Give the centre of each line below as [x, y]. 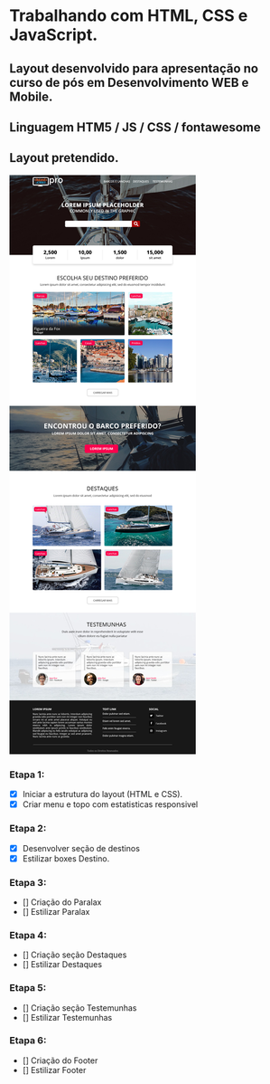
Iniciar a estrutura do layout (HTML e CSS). [102, 794]
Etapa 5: [28, 988]
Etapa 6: [28, 1041]
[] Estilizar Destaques [62, 965]
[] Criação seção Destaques [74, 955]
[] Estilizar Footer [54, 1070]
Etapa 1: [27, 775]
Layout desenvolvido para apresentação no [134, 68]
